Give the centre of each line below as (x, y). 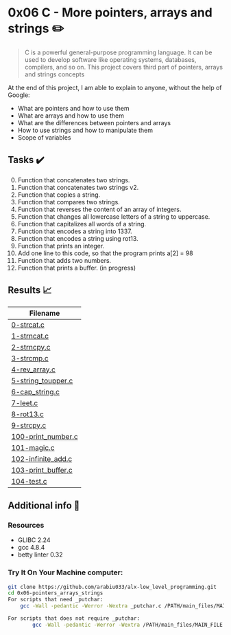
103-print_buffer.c (42, 470)
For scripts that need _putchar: (56, 600)
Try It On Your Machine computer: (65, 572)
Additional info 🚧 (44, 505)
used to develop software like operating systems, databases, (110, 59)
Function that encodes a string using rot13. (78, 238)
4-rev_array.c (34, 369)
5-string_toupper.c (42, 380)
